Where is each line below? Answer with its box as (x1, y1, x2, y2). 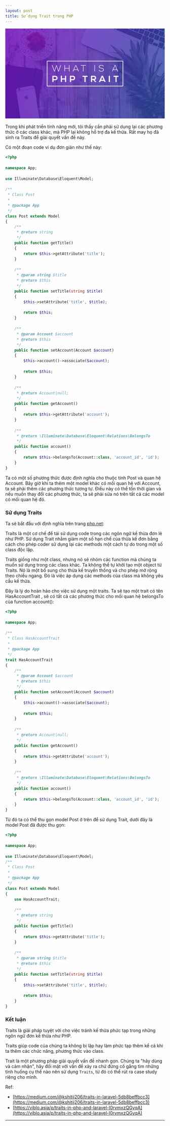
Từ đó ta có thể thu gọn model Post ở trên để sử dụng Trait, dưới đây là (5, 817, 153, 823)
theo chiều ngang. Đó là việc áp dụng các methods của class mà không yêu (5, 572, 163, 579)
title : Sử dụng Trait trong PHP (5, 13, 73, 19)
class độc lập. (5, 546, 34, 552)
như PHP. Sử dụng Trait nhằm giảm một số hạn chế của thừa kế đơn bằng (5, 536, 158, 542)
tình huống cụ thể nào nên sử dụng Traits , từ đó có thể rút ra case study (5, 1069, 157, 1075)
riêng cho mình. (5, 1074, 38, 1080)
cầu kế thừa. (5, 578, 31, 584)
